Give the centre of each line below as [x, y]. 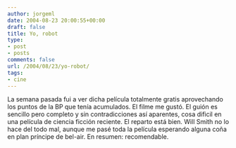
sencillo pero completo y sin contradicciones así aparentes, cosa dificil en [114, 114]
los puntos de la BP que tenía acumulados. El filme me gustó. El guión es [113, 107]
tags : [15, 73]
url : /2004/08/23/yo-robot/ [49, 66]
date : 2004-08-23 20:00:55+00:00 [56, 20]
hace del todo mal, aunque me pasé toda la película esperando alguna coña [117, 129]
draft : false [26, 27]
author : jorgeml [31, 14]
